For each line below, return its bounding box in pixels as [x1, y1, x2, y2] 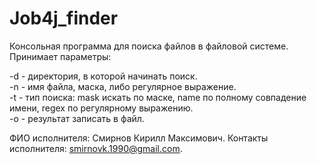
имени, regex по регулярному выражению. [9, 102, 194, 114]
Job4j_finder [9, 7, 119, 30]
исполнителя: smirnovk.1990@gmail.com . [9, 142, 183, 154]
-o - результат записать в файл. [9, 112, 145, 124]
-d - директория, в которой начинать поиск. [9, 70, 198, 82]
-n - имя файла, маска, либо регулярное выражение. [9, 80, 237, 92]
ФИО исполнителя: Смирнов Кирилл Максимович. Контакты [9, 132, 269, 144]
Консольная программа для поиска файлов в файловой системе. [9, 40, 289, 52]
